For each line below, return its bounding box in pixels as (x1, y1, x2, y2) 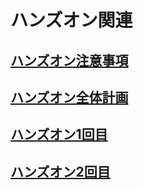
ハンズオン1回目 (10, 126, 108, 143)
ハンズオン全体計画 (10, 89, 129, 106)
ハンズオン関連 (10, 9, 133, 32)
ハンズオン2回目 (10, 163, 111, 180)
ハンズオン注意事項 (10, 52, 129, 69)
